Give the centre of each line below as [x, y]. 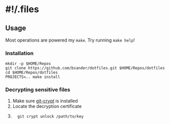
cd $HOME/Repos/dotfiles [32, 73]
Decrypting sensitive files [38, 90]
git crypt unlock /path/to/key [51, 116]
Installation [20, 53]
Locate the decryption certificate [47, 106]
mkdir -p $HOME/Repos [28, 64]
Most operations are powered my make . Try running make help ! [70, 40]
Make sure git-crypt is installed [45, 101]
